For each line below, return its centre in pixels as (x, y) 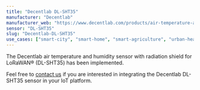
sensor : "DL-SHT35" (30, 28)
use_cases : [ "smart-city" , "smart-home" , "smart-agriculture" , (86, 39)
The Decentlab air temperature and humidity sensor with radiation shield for (99, 56)
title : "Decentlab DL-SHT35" (42, 12)
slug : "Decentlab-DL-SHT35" (41, 34)
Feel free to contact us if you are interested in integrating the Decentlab (94, 74)
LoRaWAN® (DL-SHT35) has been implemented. (65, 63)
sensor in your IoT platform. (58, 80)
